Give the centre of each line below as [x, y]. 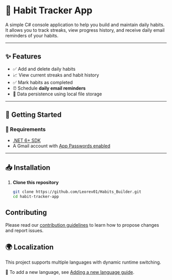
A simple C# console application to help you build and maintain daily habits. [85, 25]
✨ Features [23, 57]
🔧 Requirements [26, 129]
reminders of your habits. [32, 35]
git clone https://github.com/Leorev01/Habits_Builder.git [77, 192]
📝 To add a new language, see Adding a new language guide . [70, 272]
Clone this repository [36, 183]
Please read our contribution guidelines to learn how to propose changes [82, 225]
